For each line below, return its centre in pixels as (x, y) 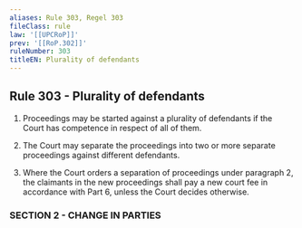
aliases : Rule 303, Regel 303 (67, 18)
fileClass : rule (40, 26)
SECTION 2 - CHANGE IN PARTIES (85, 215)
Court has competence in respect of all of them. (112, 128)
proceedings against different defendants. (101, 155)
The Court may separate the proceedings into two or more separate (149, 145)
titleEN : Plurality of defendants (75, 60)
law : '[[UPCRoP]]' (44, 34)
